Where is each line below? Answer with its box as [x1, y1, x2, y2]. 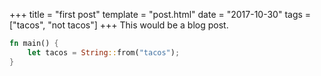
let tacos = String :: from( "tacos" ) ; [27, 47, 181, 58]
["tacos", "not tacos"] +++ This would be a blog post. [9, 19, 229, 31]
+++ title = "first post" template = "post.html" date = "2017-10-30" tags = [9, 9, 312, 20]
